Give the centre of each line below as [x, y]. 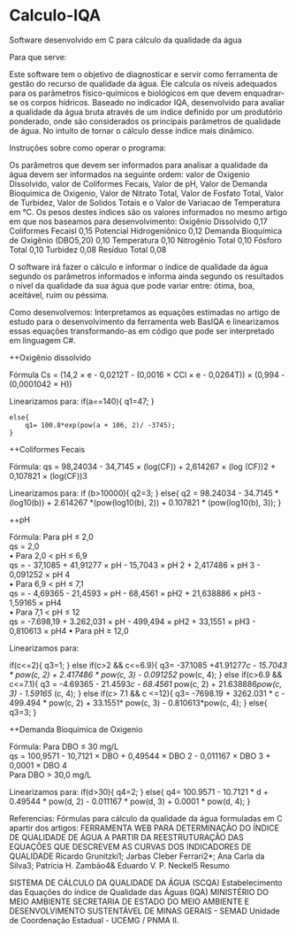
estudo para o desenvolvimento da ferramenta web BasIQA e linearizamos [144, 321]
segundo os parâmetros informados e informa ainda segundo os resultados [147, 276]
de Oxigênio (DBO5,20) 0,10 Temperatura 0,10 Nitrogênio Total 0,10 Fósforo [146, 240]
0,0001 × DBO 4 [38, 765]
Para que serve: [38, 57]
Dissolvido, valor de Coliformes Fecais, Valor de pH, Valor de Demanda [138, 183]
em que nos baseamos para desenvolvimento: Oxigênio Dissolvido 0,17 [138, 221]
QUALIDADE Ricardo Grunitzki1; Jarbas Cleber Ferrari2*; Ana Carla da [137, 856]
